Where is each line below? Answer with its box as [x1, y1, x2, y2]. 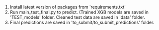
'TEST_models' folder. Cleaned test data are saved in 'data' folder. [9, 15, 146, 20]
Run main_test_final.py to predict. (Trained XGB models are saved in [9, 9, 149, 15]
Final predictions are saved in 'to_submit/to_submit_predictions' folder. [9, 19, 155, 25]
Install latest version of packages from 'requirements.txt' [9, 4, 126, 10]
